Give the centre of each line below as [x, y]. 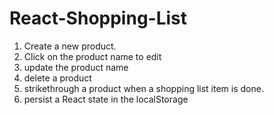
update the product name [76, 67]
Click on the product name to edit [92, 56]
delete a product [57, 78]
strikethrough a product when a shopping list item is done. [143, 88]
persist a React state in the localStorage [106, 99]
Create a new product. [70, 46]
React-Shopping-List [98, 18]
